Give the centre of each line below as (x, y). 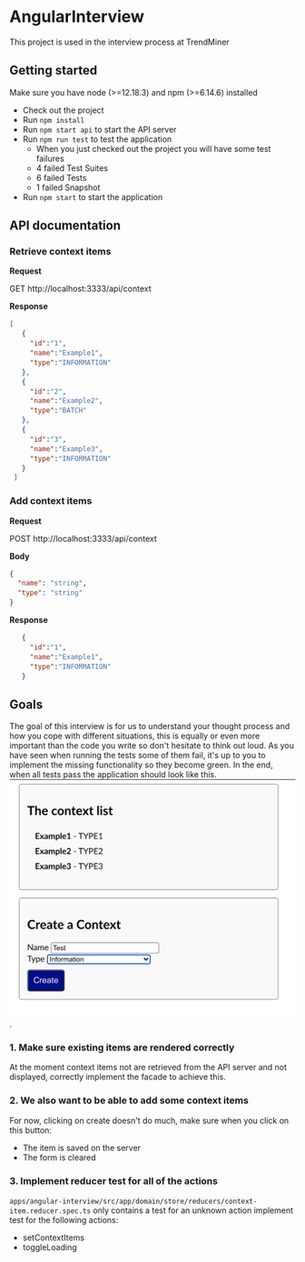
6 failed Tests (61, 177)
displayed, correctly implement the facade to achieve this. (118, 1077)
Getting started (54, 70)
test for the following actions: (64, 1220)
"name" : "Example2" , (66, 401)
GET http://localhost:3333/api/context (80, 289)
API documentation (65, 226)
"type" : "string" (50, 593)
